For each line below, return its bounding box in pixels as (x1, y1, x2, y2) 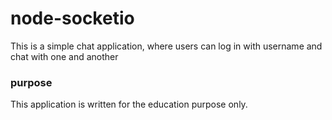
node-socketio (10, 7, 135, 30)
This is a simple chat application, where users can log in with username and (10, 40, 323, 52)
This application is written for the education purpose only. (10, 98, 248, 111)
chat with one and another (10, 50, 119, 62)
